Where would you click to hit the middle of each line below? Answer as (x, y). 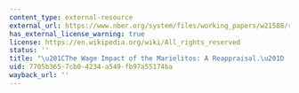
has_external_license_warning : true (77, 34)
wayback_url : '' (39, 75)
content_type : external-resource (71, 17)
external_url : (36, 26)
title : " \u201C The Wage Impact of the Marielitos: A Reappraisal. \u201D (147, 58)
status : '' (29, 50)
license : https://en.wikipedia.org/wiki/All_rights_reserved (125, 42)
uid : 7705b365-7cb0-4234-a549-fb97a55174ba (91, 67)
